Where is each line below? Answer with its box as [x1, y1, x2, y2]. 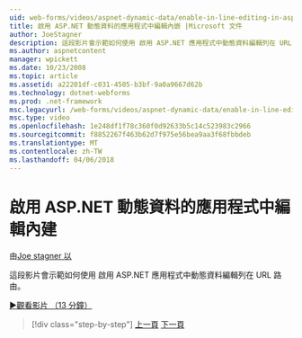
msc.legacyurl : [9, 105, 67, 114]
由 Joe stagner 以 [9, 251, 72, 262]
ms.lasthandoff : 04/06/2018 [9, 155, 115, 165]
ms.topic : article [9, 72, 78, 81]
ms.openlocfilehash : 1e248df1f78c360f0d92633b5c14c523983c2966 [9, 122, 252, 131]
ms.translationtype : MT [9, 138, 99, 147]
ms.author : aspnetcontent [9, 47, 106, 56]
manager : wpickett [9, 55, 78, 64]
